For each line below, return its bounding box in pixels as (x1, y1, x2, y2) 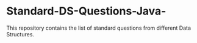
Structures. (6, 30, 35, 38)
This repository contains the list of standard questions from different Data (6, 24, 191, 31)
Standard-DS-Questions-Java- (6, 4, 167, 18)
